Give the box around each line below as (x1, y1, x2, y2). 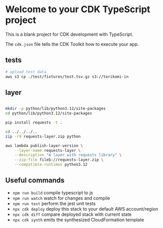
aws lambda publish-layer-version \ (5, 143, 83, 148)
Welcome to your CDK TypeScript (5, 4, 150, 15)
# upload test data (5, 69, 47, 74)
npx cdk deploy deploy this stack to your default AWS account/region (12, 206, 158, 212)
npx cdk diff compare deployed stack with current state (12, 211, 132, 217)
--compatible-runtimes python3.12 (14, 162, 88, 167)
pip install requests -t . (5, 120, 63, 125)
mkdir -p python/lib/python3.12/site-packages (5, 106, 106, 111)
